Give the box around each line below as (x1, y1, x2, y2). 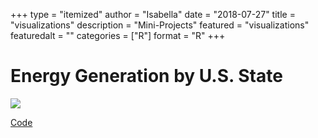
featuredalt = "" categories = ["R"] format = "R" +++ (10, 30, 226, 41)
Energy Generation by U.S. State (10, 65, 283, 88)
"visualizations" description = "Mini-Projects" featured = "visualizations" (10, 19, 310, 31)
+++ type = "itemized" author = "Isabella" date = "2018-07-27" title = (10, 9, 296, 20)
